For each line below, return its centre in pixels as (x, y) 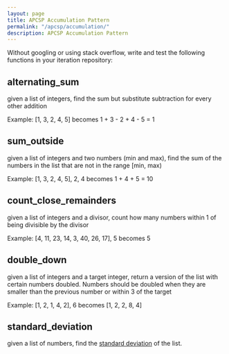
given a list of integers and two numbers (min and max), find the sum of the (114, 158)
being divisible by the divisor (48, 225)
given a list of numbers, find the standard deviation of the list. (95, 344)
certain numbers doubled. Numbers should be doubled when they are (107, 284)
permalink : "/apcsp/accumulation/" (58, 26)
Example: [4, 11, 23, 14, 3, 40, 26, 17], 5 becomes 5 (79, 238)
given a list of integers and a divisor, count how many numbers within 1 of (112, 217)
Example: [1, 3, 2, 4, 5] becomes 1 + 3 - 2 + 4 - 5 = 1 (81, 119)
